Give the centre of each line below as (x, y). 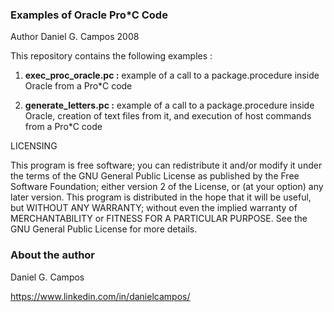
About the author (53, 255)
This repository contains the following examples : (111, 56)
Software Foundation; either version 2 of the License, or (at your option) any (167, 187)
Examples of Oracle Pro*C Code (89, 15)
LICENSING (34, 146)
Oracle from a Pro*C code (78, 86)
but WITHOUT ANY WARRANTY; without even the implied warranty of (154, 208)
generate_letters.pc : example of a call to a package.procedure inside (169, 105)
